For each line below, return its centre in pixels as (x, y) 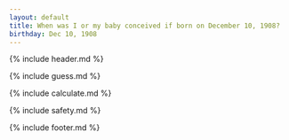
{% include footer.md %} (55, 128)
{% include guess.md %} (55, 76)
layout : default (39, 17)
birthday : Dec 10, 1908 (53, 34)
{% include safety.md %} (55, 111)
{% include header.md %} (56, 59)
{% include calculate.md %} (60, 93)
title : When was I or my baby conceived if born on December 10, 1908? (144, 26)
